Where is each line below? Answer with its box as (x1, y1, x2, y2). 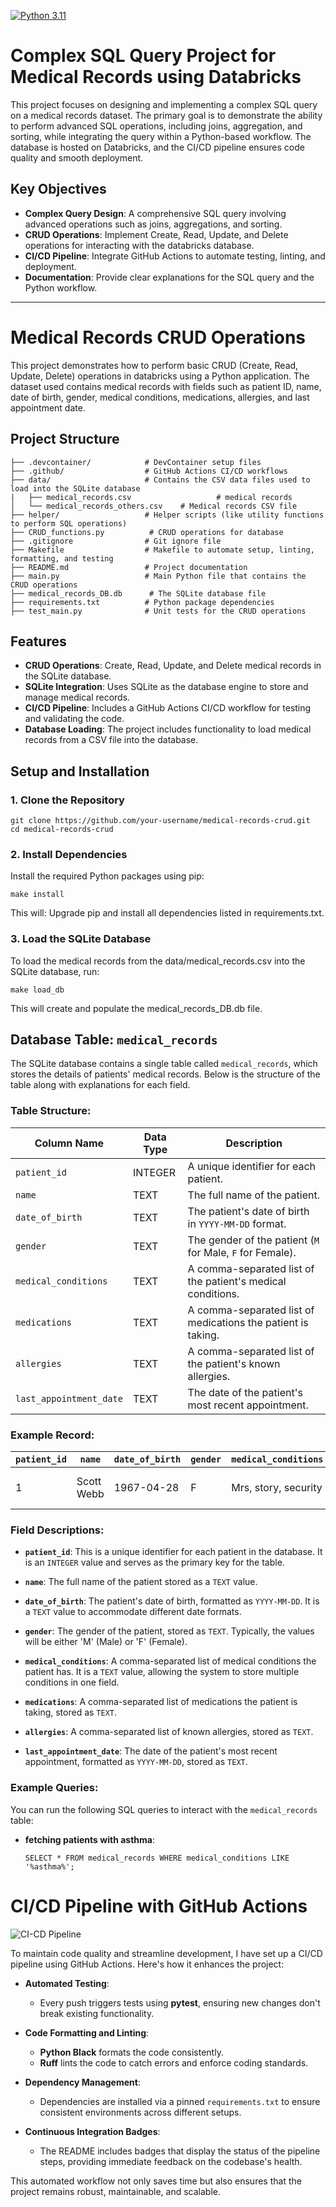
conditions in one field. (24, 1676, 120, 1689)
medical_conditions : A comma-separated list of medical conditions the (24, 1655, 317, 1667)
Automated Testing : (24, 1977, 110, 1989)
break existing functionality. (39, 2007, 155, 2019)
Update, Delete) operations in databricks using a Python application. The (10, 370, 310, 382)
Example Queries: (10, 1781, 99, 1795)
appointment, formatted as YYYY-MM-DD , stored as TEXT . (24, 1756, 248, 1768)
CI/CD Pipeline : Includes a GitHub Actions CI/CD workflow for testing (24, 702, 312, 714)
